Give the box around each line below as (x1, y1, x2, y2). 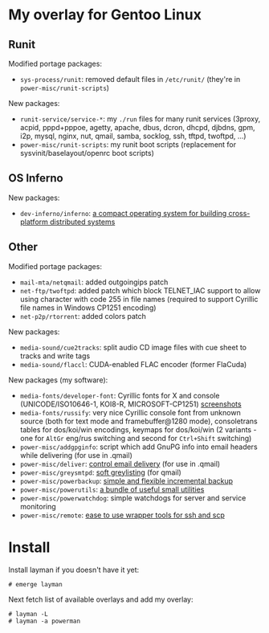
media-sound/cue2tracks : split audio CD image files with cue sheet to (19, 342, 247, 352)
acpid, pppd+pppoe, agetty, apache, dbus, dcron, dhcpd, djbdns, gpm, (19, 123, 255, 132)
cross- (228, 208, 251, 218)
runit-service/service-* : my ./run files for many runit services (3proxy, (19, 114, 261, 124)
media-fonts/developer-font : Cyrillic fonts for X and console (19, 390, 220, 400)
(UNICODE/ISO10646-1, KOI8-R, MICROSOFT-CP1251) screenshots (19, 399, 243, 409)
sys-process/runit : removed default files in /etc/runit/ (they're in (19, 75, 241, 84)
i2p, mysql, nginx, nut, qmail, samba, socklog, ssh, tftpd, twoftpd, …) (19, 131, 247, 141)
